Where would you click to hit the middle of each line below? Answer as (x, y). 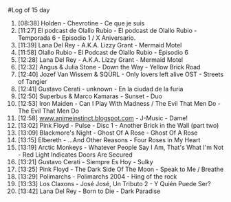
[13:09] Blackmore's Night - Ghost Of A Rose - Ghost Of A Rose (108, 133)
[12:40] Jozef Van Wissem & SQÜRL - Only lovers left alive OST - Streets (121, 74)
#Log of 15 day (29, 10)
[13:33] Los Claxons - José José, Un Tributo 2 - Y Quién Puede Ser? (114, 184)
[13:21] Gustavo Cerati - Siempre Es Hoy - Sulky (85, 162)
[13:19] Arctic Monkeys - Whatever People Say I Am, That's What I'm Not (121, 147)
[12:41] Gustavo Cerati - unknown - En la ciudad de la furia (100, 89)
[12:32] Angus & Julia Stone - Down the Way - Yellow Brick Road (109, 67)
